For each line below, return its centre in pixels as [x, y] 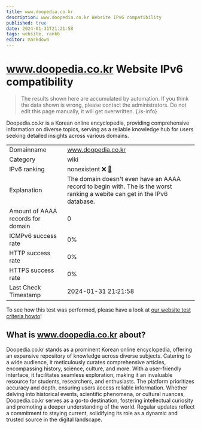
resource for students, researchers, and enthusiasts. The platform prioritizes [100, 381]
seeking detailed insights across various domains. [68, 135]
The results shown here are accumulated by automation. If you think [105, 98]
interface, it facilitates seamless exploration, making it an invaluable [89, 374]
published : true [26, 23]
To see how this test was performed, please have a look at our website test [99, 310]
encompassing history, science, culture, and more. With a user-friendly [94, 368]
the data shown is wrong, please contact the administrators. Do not [103, 105]
